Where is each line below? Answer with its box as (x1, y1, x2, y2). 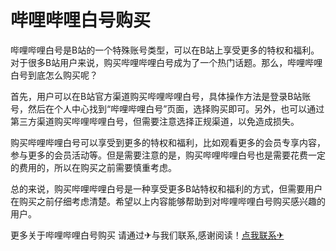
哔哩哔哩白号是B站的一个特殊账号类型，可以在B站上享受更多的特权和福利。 (10, 44, 320, 56)
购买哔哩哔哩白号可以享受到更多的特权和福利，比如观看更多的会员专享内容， (10, 136, 326, 148)
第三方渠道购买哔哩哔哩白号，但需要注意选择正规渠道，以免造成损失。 (10, 115, 300, 127)
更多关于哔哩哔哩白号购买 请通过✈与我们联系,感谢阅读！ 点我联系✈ (10, 229, 285, 241)
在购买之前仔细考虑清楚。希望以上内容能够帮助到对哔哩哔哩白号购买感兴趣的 (10, 195, 326, 207)
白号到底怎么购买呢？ (10, 69, 98, 81)
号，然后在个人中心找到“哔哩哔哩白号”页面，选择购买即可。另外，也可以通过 (10, 102, 325, 115)
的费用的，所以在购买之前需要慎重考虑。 (10, 161, 177, 173)
